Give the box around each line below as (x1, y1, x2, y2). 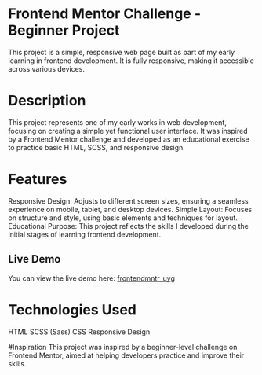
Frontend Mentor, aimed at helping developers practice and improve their (8, 351, 245, 360)
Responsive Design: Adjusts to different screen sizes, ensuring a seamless (8, 196, 249, 205)
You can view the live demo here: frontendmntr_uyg (8, 273, 175, 283)
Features (8, 171, 67, 189)
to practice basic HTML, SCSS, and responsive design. (8, 142, 186, 152)
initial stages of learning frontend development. (8, 230, 162, 239)
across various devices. (8, 64, 85, 73)
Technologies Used (8, 300, 137, 318)
